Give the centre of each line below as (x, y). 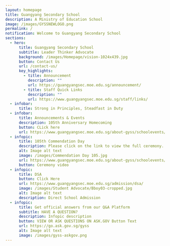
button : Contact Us (39, 62)
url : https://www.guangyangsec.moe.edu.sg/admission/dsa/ (81, 184)
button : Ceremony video (44, 165)
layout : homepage (24, 10)
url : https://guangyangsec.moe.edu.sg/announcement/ (84, 85)
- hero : (18, 43)
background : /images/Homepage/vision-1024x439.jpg (73, 57)
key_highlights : (36, 71)
